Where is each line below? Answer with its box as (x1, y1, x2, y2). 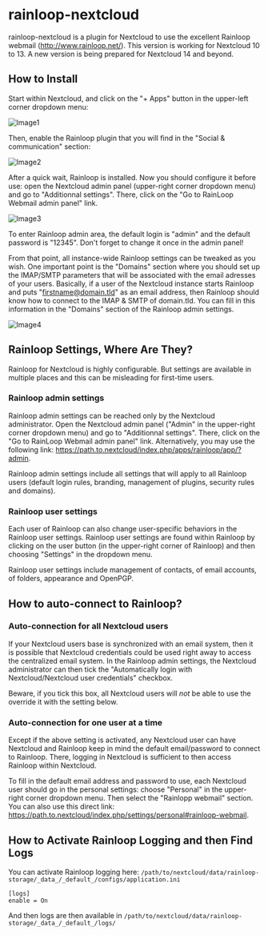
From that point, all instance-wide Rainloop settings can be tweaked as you (8, 253, 256, 263)
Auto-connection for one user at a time (8, 716, 162, 728)
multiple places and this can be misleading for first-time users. (8, 372, 214, 382)
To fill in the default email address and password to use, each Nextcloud (8, 776, 246, 786)
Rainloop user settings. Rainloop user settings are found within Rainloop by (8, 532, 255, 542)
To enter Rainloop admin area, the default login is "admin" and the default (8, 229, 250, 239)
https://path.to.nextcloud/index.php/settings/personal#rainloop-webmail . (8, 810, 250, 820)
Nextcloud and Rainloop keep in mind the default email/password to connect (8, 744, 261, 753)
